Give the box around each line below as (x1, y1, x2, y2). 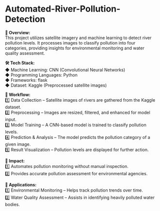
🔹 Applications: (5, 181, 37, 187)
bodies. (5, 201, 20, 207)
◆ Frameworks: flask (5, 77, 48, 83)
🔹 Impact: (5, 158, 25, 164)
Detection (5, 14, 46, 25)
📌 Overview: (5, 30, 31, 35)
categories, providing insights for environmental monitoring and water (5, 45, 144, 51)
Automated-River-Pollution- (5, 3, 121, 15)
